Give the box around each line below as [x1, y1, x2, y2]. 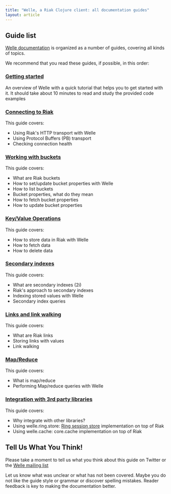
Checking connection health [12, 140, 72, 146]
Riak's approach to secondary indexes [12, 287, 93, 293]
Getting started [5, 73, 44, 80]
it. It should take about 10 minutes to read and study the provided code [5, 90, 154, 96]
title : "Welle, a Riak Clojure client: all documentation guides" [5, 7, 150, 13]
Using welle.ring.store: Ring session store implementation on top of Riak [12, 423, 164, 429]
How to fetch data [12, 242, 51, 248]
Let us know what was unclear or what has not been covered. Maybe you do [5, 472, 166, 478]
